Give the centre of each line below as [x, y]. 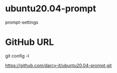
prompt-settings [22, 22]
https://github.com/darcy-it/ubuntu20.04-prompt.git [58, 65]
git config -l [17, 56]
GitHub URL [30, 42]
